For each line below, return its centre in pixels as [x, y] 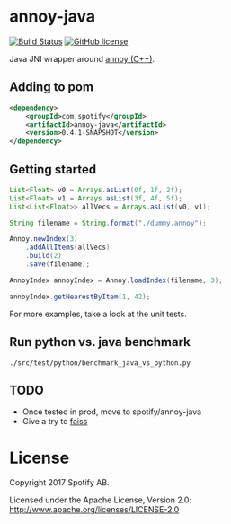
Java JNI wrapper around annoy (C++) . [82, 58]
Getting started [53, 169]
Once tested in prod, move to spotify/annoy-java [112, 412]
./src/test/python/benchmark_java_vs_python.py [100, 363]
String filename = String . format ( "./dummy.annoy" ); [108, 223]
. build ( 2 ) [44, 256]
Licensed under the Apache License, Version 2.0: [100, 500]
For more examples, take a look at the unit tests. [98, 314]
